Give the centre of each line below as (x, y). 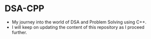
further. (19, 32)
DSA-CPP (25, 9)
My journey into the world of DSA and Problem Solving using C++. (79, 22)
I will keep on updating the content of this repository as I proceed (78, 27)
